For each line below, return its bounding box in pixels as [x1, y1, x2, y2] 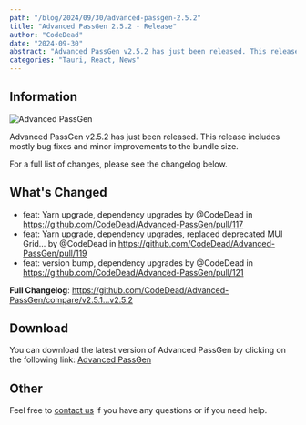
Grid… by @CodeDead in [22, 238, 117, 248]
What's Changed [9, 185, 107, 200]
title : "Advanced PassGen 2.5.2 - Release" [9, 22, 178, 31]
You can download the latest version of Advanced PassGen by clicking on [9, 345, 287, 356]
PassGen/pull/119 [22, 248, 88, 258]
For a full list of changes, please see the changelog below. [9, 158, 228, 169]
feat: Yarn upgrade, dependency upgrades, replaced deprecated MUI [22, 228, 283, 239]
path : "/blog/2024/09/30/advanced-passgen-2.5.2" [9, 13, 202, 23]
